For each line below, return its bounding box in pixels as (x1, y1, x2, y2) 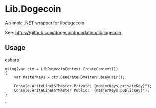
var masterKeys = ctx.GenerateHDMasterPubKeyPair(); (14, 75, 125, 80)
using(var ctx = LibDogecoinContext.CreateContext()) (5, 66, 119, 71)
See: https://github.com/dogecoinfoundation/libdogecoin (5, 29, 121, 35)
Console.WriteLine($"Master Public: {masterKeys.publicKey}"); (14, 88, 150, 93)
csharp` (5, 57, 21, 63)
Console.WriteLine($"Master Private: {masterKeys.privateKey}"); (14, 83, 152, 88)
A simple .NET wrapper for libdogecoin (5, 20, 85, 26)
